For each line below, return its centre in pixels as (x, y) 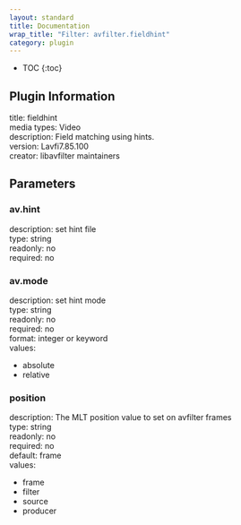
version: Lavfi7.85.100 (49, 146)
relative (36, 375)
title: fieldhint (34, 118)
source (35, 502)
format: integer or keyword (59, 339)
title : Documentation (50, 26)
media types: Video (45, 127)
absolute (39, 366)
